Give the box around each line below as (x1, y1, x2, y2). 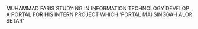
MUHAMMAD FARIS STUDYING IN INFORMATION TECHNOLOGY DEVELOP (6, 5, 190, 12)
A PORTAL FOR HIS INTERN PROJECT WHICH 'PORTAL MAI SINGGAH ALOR (6, 11, 193, 18)
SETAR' (6, 17, 25, 24)
